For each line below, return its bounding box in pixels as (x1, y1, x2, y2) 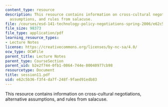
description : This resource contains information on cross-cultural (5, 12, 151, 17)
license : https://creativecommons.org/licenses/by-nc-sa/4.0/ (5, 44, 137, 49)
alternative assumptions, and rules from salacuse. (5, 96, 108, 102)
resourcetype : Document (5, 68, 55, 73)
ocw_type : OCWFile (5, 49, 43, 54)
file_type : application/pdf (5, 30, 64, 35)
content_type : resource (5, 7, 55, 12)
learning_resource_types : (5, 35, 59, 40)
